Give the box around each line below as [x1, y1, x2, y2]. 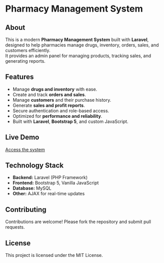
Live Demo [5, 133, 39, 142]
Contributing [5, 205, 47, 214]
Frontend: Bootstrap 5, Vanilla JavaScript [12, 180, 99, 186]
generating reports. [5, 58, 46, 64]
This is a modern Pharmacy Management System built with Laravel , [5, 36, 149, 42]
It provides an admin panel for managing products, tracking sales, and [5, 53, 151, 59]
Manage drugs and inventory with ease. [12, 86, 98, 92]
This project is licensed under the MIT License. [5, 252, 103, 258]
